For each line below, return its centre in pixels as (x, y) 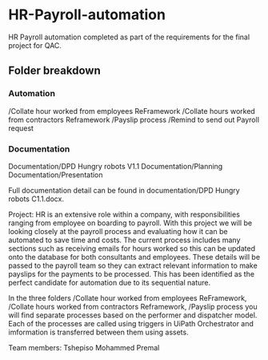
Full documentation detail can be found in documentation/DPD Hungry (124, 190)
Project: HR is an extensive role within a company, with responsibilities (124, 214)
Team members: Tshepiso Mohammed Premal (84, 347)
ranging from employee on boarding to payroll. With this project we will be (130, 223)
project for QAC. (35, 45)
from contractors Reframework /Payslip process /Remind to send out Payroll (134, 119)
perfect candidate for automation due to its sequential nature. (110, 282)
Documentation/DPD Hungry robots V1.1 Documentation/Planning (116, 166)
